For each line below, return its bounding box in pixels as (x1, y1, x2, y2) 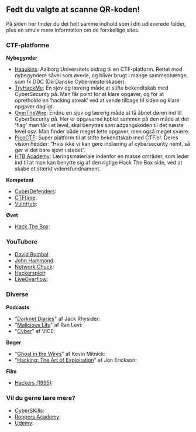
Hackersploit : (14, 269, 47, 277)
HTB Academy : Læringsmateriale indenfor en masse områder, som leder (14, 153, 190, 160)
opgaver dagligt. (14, 103, 54, 110)
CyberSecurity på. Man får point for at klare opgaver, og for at (14, 91, 164, 98)
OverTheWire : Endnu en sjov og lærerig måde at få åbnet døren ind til (14, 109, 182, 116)
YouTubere (6, 238, 38, 246)
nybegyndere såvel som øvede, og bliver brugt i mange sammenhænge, (14, 72, 188, 79)
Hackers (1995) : (14, 379, 53, 386)
